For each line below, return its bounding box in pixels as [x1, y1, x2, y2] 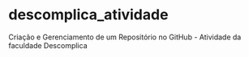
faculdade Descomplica [8, 40, 88, 50]
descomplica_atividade [8, 6, 169, 24]
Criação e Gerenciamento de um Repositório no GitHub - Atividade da [8, 32, 242, 42]
